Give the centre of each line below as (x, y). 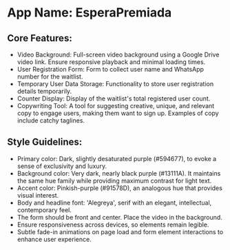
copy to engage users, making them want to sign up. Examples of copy (118, 113)
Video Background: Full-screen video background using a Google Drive (118, 54)
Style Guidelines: (45, 142)
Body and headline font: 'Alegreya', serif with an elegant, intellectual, (114, 202)
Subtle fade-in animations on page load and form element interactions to (120, 231)
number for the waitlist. (50, 76)
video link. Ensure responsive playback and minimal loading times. (111, 62)
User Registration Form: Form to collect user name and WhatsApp (111, 69)
